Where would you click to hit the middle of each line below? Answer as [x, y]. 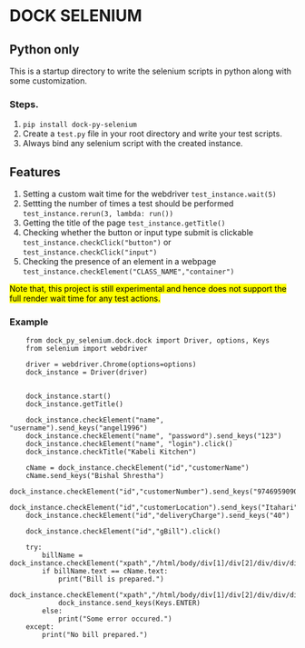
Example [29, 322]
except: [40, 627]
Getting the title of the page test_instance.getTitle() [124, 223]
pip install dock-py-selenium [80, 125]
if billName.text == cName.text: [105, 572]
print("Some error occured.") [115, 619]
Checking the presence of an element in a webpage [119, 262]
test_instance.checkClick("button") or [97, 243]
